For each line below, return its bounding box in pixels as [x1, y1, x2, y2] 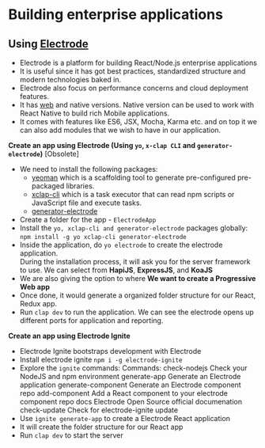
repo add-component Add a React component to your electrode [19, 389, 228, 397]
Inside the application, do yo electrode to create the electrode [19, 240, 223, 249]
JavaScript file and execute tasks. [31, 198, 142, 207]
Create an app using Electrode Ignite [8, 331, 131, 340]
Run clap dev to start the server [19, 431, 124, 440]
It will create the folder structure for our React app [19, 422, 184, 431]
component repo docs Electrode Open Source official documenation [19, 397, 243, 406]
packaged [31, 181, 65, 191]
